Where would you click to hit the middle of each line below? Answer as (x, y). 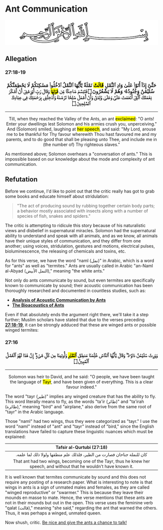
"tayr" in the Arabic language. (35, 412)
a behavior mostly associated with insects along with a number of (82, 211)
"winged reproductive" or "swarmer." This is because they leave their (74, 493)
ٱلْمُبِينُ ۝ (81, 361)
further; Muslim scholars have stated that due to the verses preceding (75, 320)
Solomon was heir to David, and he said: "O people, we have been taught (81, 376)
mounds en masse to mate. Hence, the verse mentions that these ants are (79, 498)
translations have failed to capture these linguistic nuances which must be (79, 431)
